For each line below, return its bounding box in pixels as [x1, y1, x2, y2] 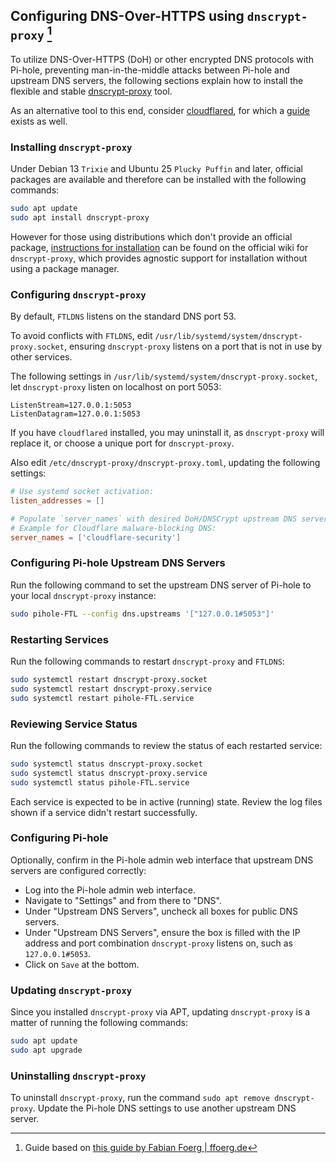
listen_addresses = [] [10, 496, 105, 506]
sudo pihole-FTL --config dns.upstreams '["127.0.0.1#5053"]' [10, 609, 275, 619]
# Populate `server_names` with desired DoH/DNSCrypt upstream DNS [10, 514, 298, 524]
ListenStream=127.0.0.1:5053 [10, 400, 132, 411]
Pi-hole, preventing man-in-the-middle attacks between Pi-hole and [10, 64, 290, 76]
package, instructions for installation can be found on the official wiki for [10, 241, 309, 253]
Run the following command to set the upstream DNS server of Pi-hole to [10, 579, 312, 591]
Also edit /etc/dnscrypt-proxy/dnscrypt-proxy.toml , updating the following [10, 457, 321, 469]
